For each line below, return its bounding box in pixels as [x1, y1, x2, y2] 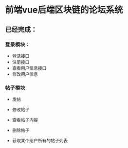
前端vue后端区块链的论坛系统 [5, 4, 123, 16]
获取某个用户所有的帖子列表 [12, 138, 68, 144]
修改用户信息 [12, 71, 38, 77]
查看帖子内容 [12, 117, 38, 123]
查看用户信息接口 [12, 65, 47, 71]
